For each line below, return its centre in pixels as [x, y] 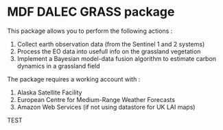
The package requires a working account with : [74, 79]
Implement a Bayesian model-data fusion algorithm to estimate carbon [117, 58]
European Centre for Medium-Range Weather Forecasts [96, 99]
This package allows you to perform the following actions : [90, 31]
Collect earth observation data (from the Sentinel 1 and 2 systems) [111, 44]
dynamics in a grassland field [59, 66]
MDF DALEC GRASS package [91, 12]
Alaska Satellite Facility [49, 92]
